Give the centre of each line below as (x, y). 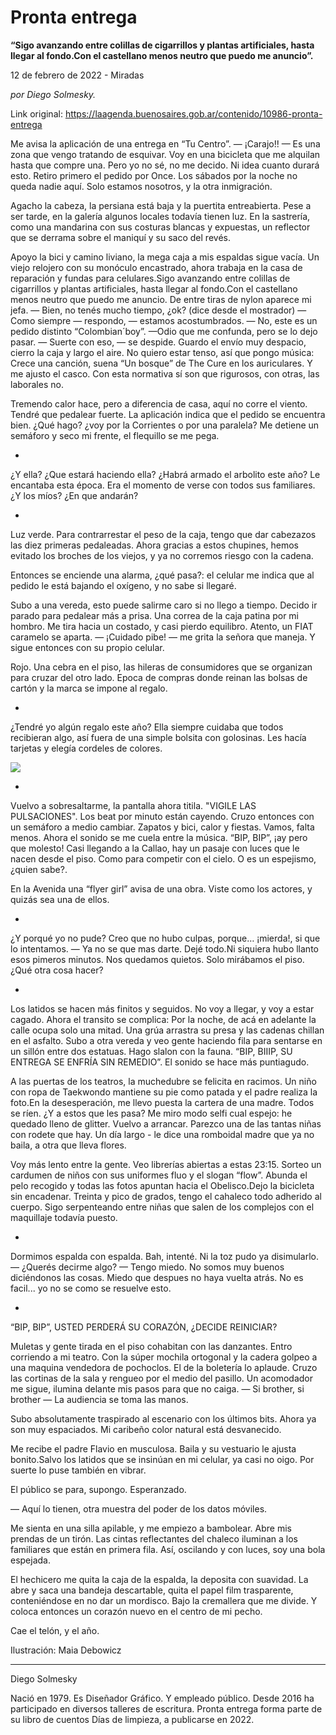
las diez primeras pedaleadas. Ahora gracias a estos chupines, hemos (154, 545)
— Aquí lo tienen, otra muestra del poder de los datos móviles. (139, 1508)
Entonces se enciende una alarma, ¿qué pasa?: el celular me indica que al (162, 575)
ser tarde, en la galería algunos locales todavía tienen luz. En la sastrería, (160, 216)
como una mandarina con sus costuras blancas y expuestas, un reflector (160, 227)
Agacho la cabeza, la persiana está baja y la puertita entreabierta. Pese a (161, 205)
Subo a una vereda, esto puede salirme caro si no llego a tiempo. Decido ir (164, 605)
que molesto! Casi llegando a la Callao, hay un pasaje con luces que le (155, 848)
